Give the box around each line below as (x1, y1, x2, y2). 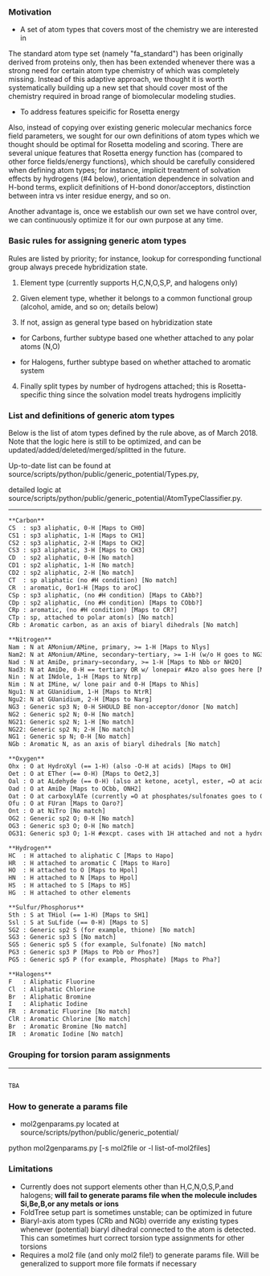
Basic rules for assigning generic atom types (8, 236, 187, 247)
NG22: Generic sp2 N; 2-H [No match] (8, 725, 135, 733)
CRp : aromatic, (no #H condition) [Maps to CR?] (8, 606, 178, 614)
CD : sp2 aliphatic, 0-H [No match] (8, 554, 135, 562)
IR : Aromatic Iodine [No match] (8, 1030, 125, 1038)
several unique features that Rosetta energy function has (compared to (8, 148, 243, 158)
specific (19, 389, 47, 400)
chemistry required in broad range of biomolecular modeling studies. (8, 92, 236, 101)
